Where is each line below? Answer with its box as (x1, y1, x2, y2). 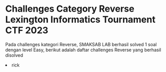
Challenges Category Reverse (5, 3, 135, 15)
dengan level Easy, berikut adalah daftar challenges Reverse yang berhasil (5, 47, 161, 53)
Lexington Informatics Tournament (5, 14, 156, 25)
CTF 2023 (5, 25, 48, 36)
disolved (5, 52, 23, 58)
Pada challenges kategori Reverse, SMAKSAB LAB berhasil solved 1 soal (5, 41, 157, 47)
